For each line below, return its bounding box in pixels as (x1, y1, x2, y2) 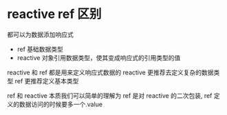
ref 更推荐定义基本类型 (14, 76, 79, 85)
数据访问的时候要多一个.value (19, 100, 103, 108)
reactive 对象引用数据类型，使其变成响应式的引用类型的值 (17, 53, 181, 62)
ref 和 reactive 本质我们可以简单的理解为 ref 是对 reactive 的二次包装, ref (7, 91, 213, 100)
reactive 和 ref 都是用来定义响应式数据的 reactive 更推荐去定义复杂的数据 (7, 68, 214, 76)
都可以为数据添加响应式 (7, 30, 74, 39)
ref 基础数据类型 (17, 45, 64, 53)
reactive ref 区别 (7, 6, 102, 22)
